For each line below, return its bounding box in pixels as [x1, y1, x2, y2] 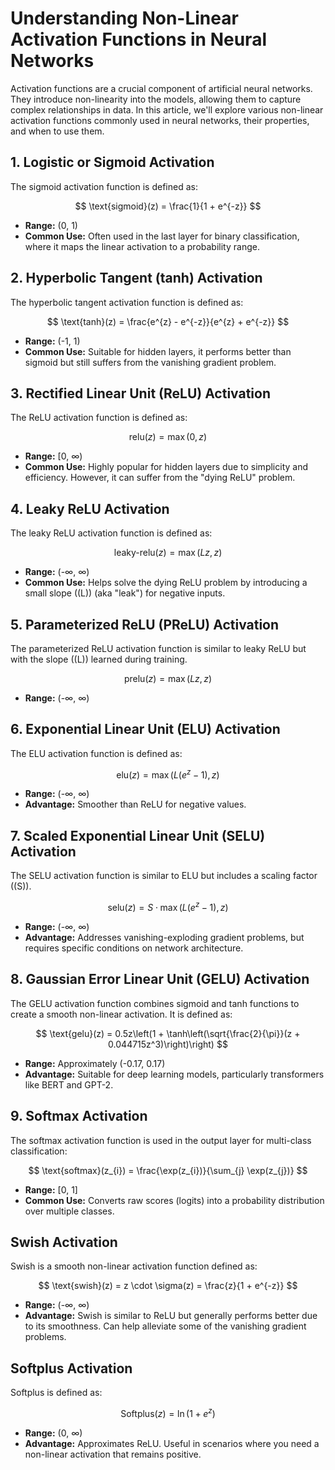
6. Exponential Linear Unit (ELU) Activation [10, 721, 281, 738]
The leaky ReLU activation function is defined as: [10, 527, 213, 539]
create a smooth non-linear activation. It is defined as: [10, 1008, 233, 1020]
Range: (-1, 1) [24, 335, 81, 347]
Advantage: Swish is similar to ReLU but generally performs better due [24, 1310, 318, 1322]
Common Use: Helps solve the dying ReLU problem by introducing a [24, 577, 308, 589]
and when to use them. [10, 125, 105, 137]
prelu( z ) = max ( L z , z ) [123, 673, 213, 684]
